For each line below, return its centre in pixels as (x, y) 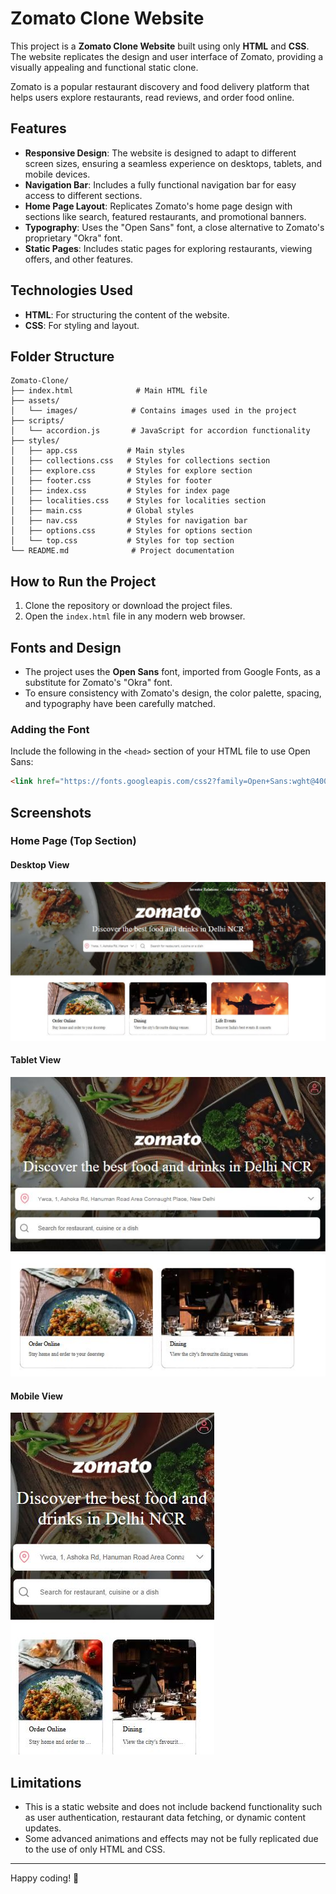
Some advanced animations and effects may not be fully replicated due (171, 1838)
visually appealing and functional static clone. (104, 67)
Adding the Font (50, 729)
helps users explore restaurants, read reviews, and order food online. (152, 97)
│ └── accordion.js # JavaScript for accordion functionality (160, 431)
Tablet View (36, 1060)
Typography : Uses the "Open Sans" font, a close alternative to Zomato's (174, 227)
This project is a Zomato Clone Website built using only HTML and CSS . (160, 46)
